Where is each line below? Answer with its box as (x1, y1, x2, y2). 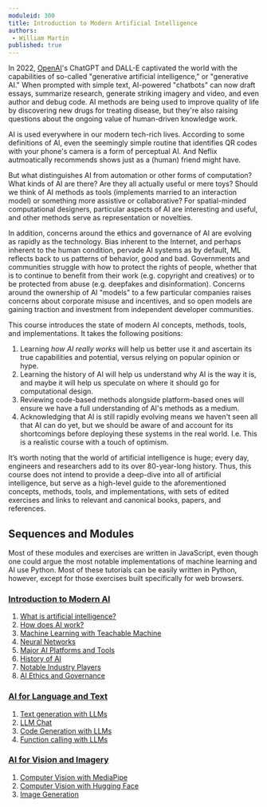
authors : (8, 26, 37, 34)
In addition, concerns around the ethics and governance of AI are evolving (8, 228, 253, 238)
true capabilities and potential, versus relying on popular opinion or (19, 353, 241, 362)
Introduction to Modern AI (8, 593, 111, 604)
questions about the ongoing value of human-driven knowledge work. (8, 114, 238, 124)
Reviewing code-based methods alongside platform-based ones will (19, 395, 245, 405)
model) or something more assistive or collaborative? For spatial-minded (8, 196, 247, 206)
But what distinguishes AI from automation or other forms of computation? (8, 171, 253, 180)
